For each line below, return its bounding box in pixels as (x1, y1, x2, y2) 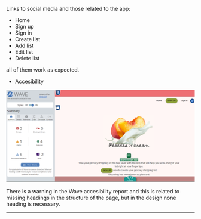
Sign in (14, 29, 32, 36)
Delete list (14, 55, 40, 61)
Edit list (14, 48, 33, 55)
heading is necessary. (6, 201, 60, 208)
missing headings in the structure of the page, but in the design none (6, 194, 176, 202)
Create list (14, 36, 41, 42)
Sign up (14, 23, 34, 30)
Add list (14, 42, 34, 49)
